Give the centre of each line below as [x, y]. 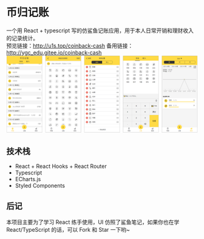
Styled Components [40, 185]
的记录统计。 [22, 38]
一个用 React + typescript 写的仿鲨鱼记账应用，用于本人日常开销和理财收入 [100, 30]
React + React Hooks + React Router [61, 166]
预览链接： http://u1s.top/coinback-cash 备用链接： [70, 46]
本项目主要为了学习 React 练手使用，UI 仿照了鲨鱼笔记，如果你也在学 [93, 222]
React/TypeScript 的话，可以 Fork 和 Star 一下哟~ [68, 229]
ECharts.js [28, 179]
